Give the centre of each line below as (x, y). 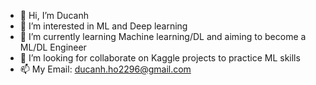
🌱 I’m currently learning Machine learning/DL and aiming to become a (163, 36)
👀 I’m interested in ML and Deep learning (103, 26)
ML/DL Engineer (53, 47)
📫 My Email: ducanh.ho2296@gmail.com (105, 69)
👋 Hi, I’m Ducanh (54, 15)
